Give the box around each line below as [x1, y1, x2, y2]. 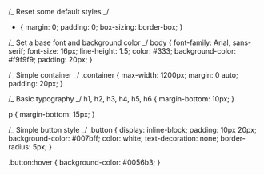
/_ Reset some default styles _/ [8, 7, 110, 16]
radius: [8, 142, 31, 151]
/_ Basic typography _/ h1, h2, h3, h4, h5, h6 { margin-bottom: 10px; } [8, 94, 234, 103]
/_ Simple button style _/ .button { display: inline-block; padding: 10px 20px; [8, 125, 258, 134]
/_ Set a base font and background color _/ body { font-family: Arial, [8, 38, 231, 47]
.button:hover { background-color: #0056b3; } [8, 157, 161, 167]
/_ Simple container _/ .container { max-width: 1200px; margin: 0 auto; [8, 70, 238, 79]
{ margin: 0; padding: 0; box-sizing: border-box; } [19, 22, 183, 31]
